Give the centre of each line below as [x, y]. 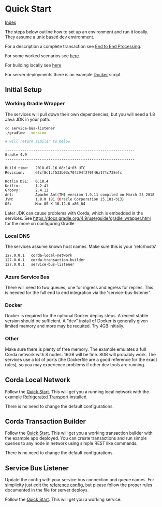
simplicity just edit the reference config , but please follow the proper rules [79, 485]
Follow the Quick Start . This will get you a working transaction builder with [79, 433]
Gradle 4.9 [16, 155]
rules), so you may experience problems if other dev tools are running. [75, 364]
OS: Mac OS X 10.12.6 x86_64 [45, 204]
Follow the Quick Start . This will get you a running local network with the [77, 392]
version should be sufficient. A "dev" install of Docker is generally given [76, 321]
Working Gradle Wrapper [35, 104]
